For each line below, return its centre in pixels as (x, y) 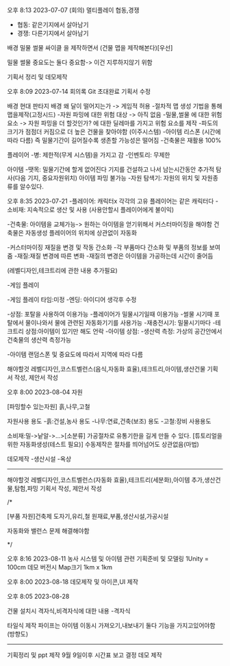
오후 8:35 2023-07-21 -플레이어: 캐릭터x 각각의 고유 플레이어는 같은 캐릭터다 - (113, 201)
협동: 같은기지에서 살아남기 (53, 25)
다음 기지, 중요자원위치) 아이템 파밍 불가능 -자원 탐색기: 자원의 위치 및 (107, 178)
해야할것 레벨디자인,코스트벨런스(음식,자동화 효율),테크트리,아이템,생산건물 (106, 369)
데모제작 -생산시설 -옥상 (39, 459)
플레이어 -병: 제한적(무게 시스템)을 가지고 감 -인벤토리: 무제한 (89, 155)
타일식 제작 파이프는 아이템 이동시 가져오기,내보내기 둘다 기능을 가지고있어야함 (111, 625)
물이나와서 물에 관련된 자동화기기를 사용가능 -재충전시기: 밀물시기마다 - (120, 323)
